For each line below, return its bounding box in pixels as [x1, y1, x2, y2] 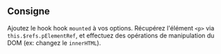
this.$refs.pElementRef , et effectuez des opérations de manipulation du [7, 31, 215, 39]
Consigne [7, 6, 50, 17]
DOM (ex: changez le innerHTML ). [7, 38, 101, 47]
